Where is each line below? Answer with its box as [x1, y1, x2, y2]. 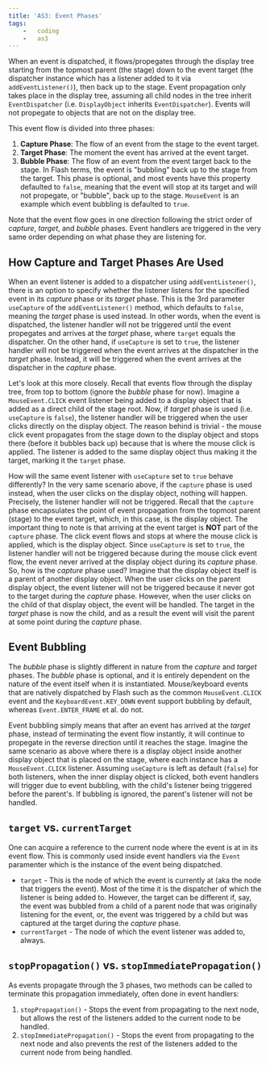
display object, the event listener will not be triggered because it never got [8, 583, 255, 593]
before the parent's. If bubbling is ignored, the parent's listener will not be [8, 789, 253, 799]
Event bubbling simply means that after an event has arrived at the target [8, 720, 251, 730]
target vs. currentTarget [8, 821, 132, 835]
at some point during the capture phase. [8, 617, 143, 627]
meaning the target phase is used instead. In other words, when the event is [8, 312, 261, 321]
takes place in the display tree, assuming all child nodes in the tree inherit [8, 90, 252, 101]
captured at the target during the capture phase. [19, 918, 181, 928]
